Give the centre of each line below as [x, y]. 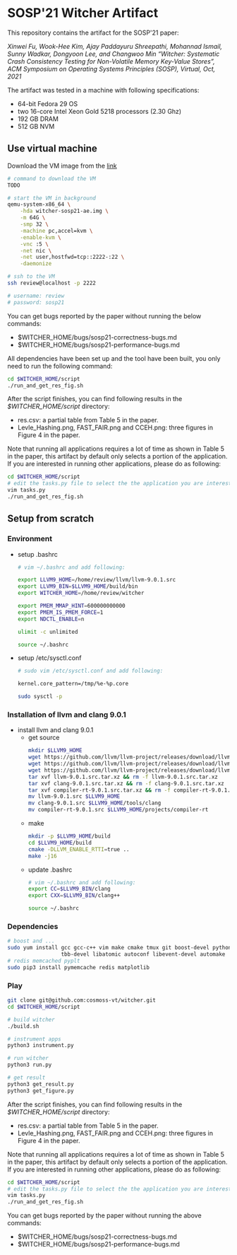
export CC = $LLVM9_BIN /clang [69, 889]
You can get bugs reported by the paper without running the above [105, 1215]
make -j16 [43, 856]
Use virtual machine [52, 149]
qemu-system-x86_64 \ [39, 204]
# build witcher [31, 1019]
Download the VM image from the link [62, 166]
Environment [30, 539]
